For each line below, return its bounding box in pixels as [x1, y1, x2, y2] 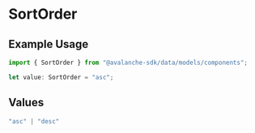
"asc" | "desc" [8, 117, 60, 126]
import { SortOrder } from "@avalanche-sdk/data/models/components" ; [8, 58, 249, 66]
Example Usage [8, 37, 89, 51]
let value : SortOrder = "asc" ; [8, 73, 114, 81]
